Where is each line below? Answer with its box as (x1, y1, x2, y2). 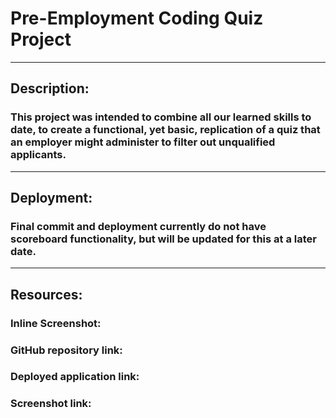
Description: (10, 80, 90, 97)
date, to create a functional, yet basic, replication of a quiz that (10, 123, 321, 137)
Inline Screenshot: (10, 316, 102, 330)
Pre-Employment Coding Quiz (10, 7, 264, 30)
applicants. (10, 148, 67, 162)
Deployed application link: (10, 370, 140, 384)
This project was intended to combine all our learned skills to (10, 110, 312, 124)
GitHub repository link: (10, 343, 123, 357)
